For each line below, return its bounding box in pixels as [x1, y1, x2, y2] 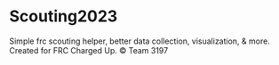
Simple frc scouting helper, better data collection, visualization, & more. [9, 36, 271, 46]
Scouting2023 [9, 6, 118, 27]
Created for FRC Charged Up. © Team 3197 [9, 45, 169, 55]
